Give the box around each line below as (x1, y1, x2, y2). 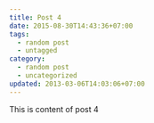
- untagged (17, 46, 58, 55)
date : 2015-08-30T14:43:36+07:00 (9, 21, 134, 30)
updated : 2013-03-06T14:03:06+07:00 (9, 79, 145, 88)
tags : (9, 29, 29, 38)
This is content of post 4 (9, 103, 100, 114)
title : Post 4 (9, 12, 62, 22)
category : (9, 54, 46, 63)
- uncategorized (17, 71, 77, 80)
